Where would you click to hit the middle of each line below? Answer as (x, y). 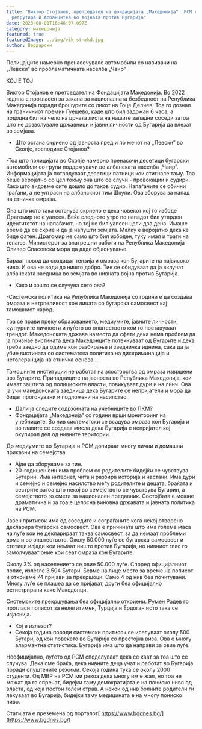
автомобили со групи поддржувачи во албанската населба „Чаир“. (92, 167)
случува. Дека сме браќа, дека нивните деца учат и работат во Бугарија (100, 663)
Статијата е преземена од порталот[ (53, 713)
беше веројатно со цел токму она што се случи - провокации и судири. (98, 180)
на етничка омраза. (32, 199)
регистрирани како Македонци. (47, 590)
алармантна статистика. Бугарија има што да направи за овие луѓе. (103, 645)
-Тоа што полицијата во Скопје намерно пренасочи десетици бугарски (98, 160)
